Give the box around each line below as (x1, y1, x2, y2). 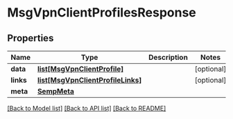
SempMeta (37, 87, 74, 96)
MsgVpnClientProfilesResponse (7, 5, 196, 21)
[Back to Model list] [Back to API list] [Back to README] (7, 105, 166, 112)
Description (148, 53, 189, 62)
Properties (7, 32, 54, 44)
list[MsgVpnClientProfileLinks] (37, 76, 142, 85)
